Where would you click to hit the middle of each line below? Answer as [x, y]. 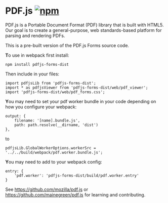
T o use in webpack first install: [37, 55]
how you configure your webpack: [41, 107]
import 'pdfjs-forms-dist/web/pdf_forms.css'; [55, 92]
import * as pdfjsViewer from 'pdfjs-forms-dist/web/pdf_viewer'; [77, 88]
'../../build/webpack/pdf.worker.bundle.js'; [54, 152]
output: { [16, 116]
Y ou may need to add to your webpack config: [54, 161]
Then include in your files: [32, 74]
